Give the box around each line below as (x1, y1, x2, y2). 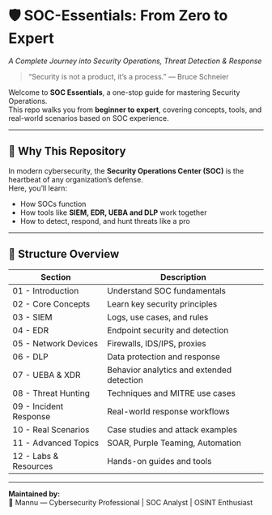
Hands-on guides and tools (107, 455, 212, 466)
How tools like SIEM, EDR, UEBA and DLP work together (19, 208, 207, 217)
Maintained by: (8, 488, 61, 499)
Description (160, 271, 206, 282)
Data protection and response (107, 350, 220, 362)
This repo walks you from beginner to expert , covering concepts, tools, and (8, 105, 262, 114)
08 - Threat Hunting (12, 387, 91, 398)
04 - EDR (12, 324, 49, 336)
